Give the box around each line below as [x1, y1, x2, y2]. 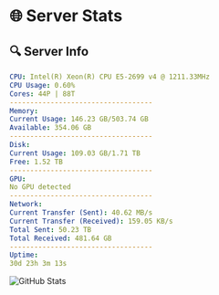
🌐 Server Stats [9, 5, 123, 26]
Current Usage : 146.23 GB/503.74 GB [9, 115, 149, 124]
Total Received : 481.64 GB [9, 234, 112, 243]
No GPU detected [9, 183, 71, 192]
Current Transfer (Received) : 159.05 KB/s [9, 216, 173, 226]
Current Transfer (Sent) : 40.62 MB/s [9, 208, 153, 217]
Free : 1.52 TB [9, 157, 64, 166]
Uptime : [9, 250, 39, 260]
